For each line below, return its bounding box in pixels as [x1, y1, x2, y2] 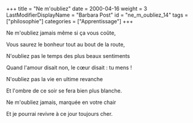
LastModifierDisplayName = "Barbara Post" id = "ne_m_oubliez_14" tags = [6, 11, 188, 19]
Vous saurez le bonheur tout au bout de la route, [6, 41, 125, 48]
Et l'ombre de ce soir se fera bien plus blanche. [6, 87, 122, 94]
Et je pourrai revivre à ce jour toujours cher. [6, 110, 113, 117]
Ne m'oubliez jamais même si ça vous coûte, [6, 29, 116, 36]
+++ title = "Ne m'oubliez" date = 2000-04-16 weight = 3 [6, 5, 148, 12]
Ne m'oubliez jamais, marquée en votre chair [6, 99, 117, 106]
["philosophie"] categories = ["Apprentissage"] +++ [6, 18, 133, 24]
